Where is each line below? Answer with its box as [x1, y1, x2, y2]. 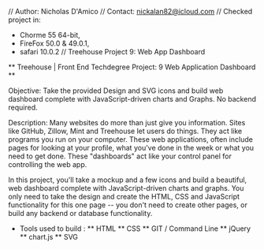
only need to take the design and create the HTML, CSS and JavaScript [8, 192, 240, 201]
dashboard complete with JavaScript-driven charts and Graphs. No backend [8, 95, 256, 103]
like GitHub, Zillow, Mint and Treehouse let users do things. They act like [8, 126, 243, 136]
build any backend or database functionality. [8, 209, 153, 217]
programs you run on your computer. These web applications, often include [8, 135, 254, 144]
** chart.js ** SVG [19, 232, 79, 241]
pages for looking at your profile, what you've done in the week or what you [8, 143, 255, 152]
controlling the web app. [8, 160, 87, 169]
